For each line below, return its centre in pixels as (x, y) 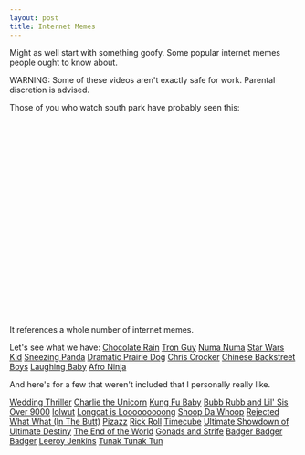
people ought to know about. (64, 62)
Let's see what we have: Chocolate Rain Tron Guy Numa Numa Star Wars (147, 347)
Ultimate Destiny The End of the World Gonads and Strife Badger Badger (146, 431)
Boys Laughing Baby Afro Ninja (68, 366)
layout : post (34, 18)
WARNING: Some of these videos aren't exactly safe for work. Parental (142, 79)
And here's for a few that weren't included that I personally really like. (140, 384)
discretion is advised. (49, 90)
